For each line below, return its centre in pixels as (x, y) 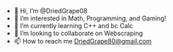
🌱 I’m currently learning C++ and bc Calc (73, 26)
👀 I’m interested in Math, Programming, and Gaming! (90, 18)
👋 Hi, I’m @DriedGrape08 (50, 11)
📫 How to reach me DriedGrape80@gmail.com (83, 41)
